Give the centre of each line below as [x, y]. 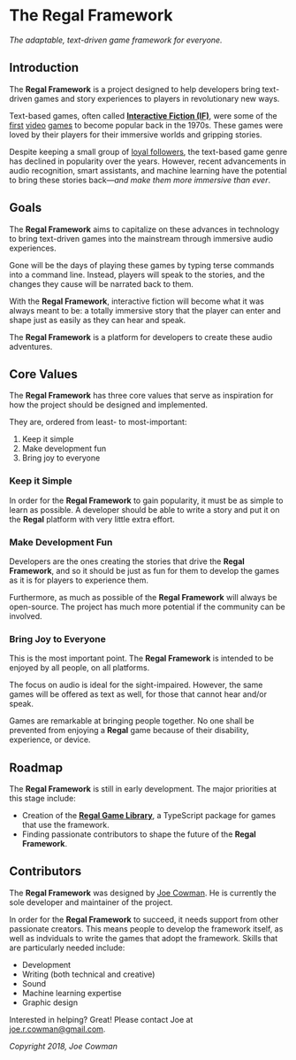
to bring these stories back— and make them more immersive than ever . [140, 180]
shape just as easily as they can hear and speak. [98, 320]
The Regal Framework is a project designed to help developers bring [135, 89]
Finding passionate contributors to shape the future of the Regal [139, 834]
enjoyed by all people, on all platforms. [80, 668]
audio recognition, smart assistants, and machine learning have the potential [148, 170]
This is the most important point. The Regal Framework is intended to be [141, 658]
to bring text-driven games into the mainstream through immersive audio [141, 238]
